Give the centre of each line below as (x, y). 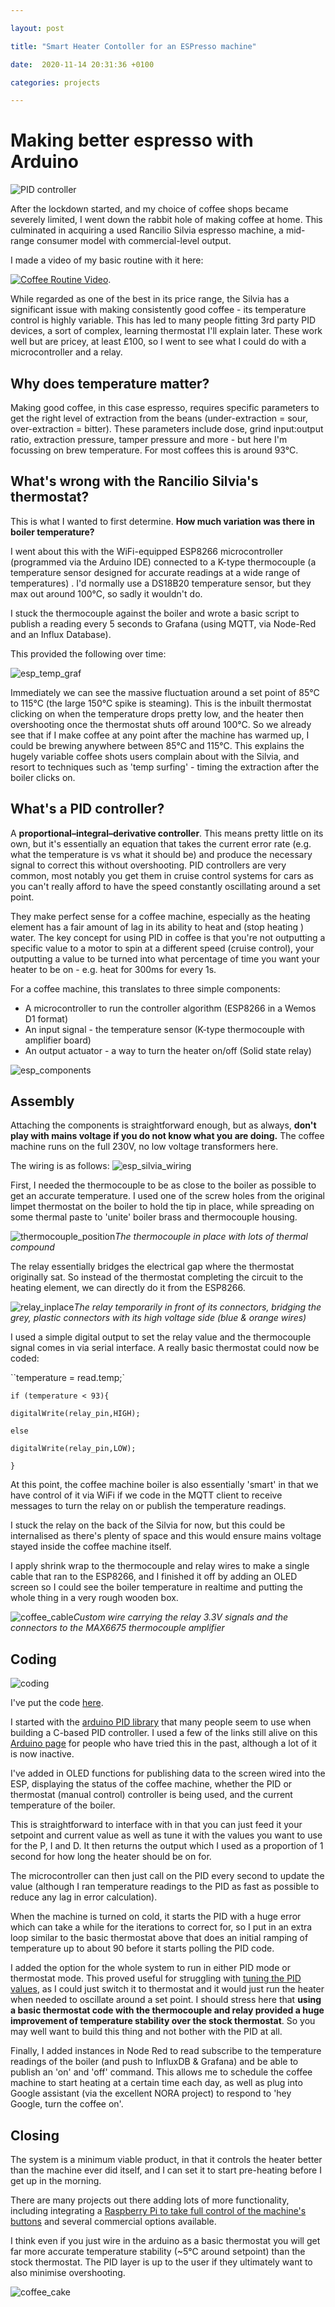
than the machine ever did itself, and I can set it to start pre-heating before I (166, 2170)
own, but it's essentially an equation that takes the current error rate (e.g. (161, 843)
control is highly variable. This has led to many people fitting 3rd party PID (163, 320)
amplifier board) (58, 1040)
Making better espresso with (132, 140)
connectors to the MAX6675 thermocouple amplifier (117, 1628)
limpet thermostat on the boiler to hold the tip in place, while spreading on (162, 1207)
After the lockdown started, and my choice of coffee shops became (149, 209)
